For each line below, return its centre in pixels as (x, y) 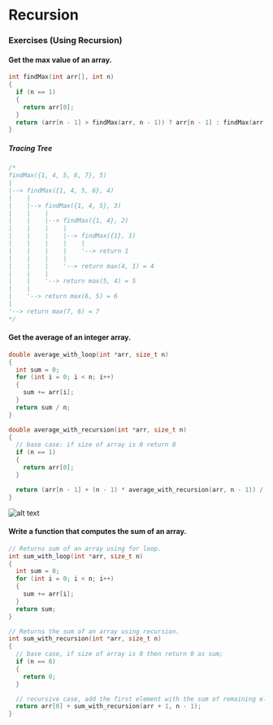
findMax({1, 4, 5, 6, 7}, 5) (58, 176)
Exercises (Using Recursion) (65, 41)
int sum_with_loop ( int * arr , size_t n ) (76, 556)
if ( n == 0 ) (36, 662)
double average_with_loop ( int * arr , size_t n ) (89, 354)
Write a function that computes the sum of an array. (97, 532)
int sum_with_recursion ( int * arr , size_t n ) (85, 639)
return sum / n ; (43, 407)
